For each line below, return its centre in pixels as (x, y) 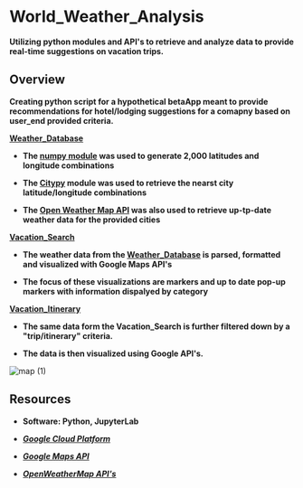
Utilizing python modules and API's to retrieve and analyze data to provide (151, 42)
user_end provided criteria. (62, 120)
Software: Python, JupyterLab (80, 421)
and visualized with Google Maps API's (97, 264)
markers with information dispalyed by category (115, 291)
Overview (38, 80)
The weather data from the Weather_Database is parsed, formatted (151, 254)
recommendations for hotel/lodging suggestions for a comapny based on (150, 111)
